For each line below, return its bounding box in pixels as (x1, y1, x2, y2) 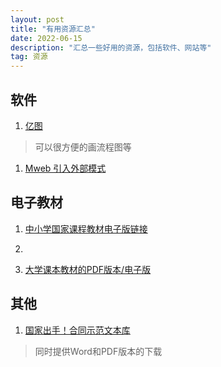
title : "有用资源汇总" (10, 24, 96, 34)
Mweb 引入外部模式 (24, 162, 107, 174)
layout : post (10, 14, 65, 25)
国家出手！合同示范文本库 (24, 324, 131, 336)
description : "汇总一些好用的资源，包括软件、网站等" (10, 42, 212, 53)
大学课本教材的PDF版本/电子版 (24, 263, 152, 275)
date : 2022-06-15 (10, 33, 83, 43)
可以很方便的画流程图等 (34, 141, 132, 153)
